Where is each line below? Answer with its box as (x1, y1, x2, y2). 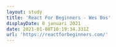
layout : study (6, 9, 43, 15)
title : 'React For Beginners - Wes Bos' (6, 15, 112, 21)
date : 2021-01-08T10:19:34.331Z (6, 26, 89, 32)
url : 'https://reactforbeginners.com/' (6, 32, 109, 38)
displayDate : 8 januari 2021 (6, 20, 81, 26)
